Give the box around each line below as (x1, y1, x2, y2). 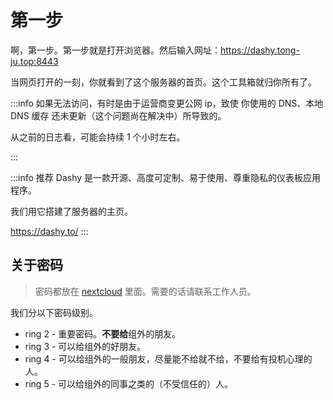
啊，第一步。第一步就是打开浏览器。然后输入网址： (10, 44, 221, 56)
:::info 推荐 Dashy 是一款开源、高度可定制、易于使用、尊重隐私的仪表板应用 (10, 171, 322, 183)
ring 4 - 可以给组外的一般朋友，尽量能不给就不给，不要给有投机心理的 (24, 352, 313, 365)
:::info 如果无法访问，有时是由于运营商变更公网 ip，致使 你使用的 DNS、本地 (10, 97, 324, 109)
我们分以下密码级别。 (10, 306, 98, 318)
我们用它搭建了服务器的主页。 (10, 205, 133, 217)
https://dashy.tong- (220, 44, 300, 56)
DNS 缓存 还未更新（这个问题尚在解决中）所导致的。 (10, 109, 227, 121)
